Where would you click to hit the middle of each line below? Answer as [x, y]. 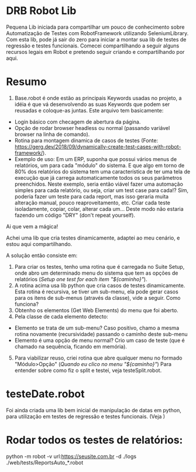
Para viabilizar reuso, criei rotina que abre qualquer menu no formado [98, 358]
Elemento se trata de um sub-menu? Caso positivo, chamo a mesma [97, 328]
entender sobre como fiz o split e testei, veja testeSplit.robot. [88, 370]
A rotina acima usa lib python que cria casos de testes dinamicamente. [100, 285]
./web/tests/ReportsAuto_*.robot [45, 462]
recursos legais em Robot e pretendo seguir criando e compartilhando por [95, 52]
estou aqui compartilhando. [39, 244]
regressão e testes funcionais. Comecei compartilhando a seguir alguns [93, 46]
